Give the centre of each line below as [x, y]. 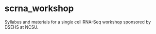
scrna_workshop [39, 8]
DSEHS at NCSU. [21, 27]
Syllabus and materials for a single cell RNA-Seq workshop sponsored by [78, 22]
